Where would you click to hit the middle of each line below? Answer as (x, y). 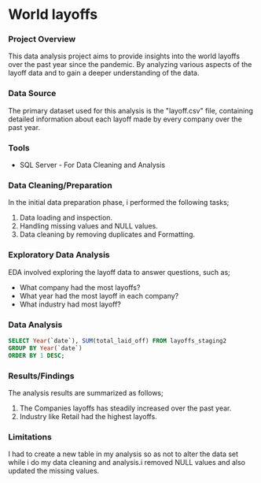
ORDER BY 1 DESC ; (37, 355)
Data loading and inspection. (66, 217)
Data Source (32, 94)
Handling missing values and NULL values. (89, 226)
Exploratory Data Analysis (59, 255)
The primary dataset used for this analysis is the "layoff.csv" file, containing (131, 110)
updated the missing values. (54, 471)
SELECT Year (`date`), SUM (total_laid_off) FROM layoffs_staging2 (117, 340)
